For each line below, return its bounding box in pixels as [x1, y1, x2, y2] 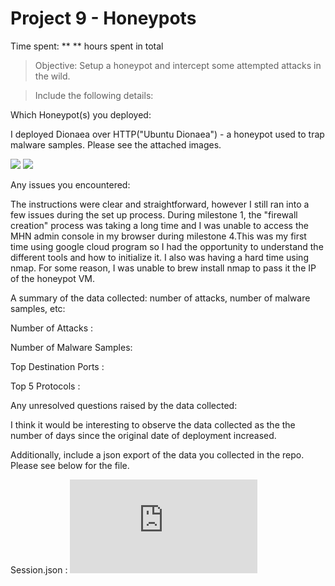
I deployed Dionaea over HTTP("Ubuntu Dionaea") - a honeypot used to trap [10, 128, 325, 140]
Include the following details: [34, 89, 154, 101]
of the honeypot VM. [10, 272, 95, 284]
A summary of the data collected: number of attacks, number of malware [10, 292, 311, 304]
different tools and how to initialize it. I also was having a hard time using [10, 251, 309, 263]
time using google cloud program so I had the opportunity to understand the [10, 240, 324, 252]
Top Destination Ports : [10, 360, 105, 372]
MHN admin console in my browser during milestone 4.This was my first [10, 230, 307, 242]
